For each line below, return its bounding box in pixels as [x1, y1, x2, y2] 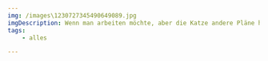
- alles [22, 33, 47, 42]
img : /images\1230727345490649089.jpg [7, 11, 137, 20]
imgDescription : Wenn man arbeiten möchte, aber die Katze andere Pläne [7, 19, 255, 27]
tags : [7, 26, 26, 34]
